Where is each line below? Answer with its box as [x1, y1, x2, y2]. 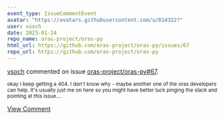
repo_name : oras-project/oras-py [7, 36, 103, 43]
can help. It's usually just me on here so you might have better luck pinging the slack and [7, 87, 218, 94]
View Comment [7, 105, 51, 113]
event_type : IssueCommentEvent [7, 10, 97, 17]
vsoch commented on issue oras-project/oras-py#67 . [7, 67, 159, 76]
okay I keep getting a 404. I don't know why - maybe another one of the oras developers [7, 80, 217, 87]
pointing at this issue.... [7, 92, 62, 100]
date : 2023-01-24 [7, 29, 57, 36]
